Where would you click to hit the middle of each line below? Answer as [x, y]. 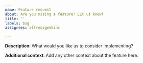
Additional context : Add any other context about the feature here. [72, 55]
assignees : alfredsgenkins [33, 28]
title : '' [15, 19]
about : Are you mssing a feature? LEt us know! [55, 14]
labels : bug [17, 23]
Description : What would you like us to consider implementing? [69, 46]
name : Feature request [28, 10]
